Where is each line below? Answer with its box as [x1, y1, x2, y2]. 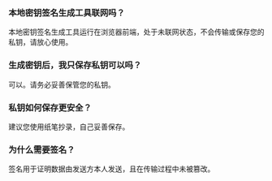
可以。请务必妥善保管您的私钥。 [8, 80, 115, 89]
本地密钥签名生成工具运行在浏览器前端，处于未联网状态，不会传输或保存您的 [8, 27, 265, 37]
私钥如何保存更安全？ [8, 101, 92, 113]
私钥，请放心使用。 [8, 37, 73, 47]
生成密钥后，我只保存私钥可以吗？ [8, 59, 142, 71]
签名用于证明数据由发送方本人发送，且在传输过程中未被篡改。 [8, 164, 215, 174]
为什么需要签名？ [8, 144, 76, 155]
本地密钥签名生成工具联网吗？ [8, 6, 126, 18]
